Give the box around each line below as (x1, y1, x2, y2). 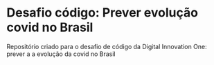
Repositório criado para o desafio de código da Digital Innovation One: (6, 42, 207, 50)
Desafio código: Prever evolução (6, 5, 199, 21)
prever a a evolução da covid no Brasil (6, 50, 116, 58)
